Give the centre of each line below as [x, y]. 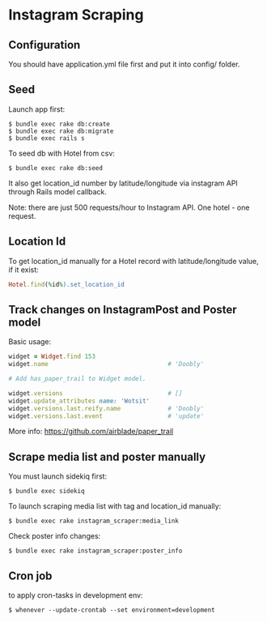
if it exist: [23, 270]
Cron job [30, 575]
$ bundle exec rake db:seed [56, 168]
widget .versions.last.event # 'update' [106, 416]
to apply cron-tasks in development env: [76, 595]
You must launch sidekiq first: [58, 476]
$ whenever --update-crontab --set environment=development [112, 610]
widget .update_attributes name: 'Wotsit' [79, 401]
